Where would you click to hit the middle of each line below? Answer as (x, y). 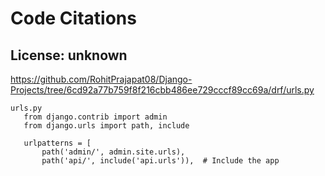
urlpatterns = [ (57, 143)
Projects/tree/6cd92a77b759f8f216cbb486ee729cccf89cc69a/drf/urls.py (162, 90)
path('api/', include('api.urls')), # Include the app (160, 161)
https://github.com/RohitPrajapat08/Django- (101, 79)
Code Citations (73, 18)
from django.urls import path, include (106, 126)
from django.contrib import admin (95, 117)
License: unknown (69, 55)
